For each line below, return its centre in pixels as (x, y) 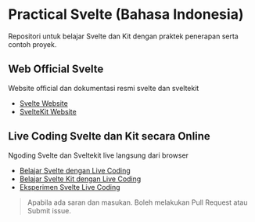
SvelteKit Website (48, 111)
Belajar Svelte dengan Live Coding (75, 170)
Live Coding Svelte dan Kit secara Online (110, 136)
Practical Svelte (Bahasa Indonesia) (126, 15)
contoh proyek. (32, 44)
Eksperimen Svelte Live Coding (70, 187)
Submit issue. (49, 210)
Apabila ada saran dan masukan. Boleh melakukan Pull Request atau (137, 202)
